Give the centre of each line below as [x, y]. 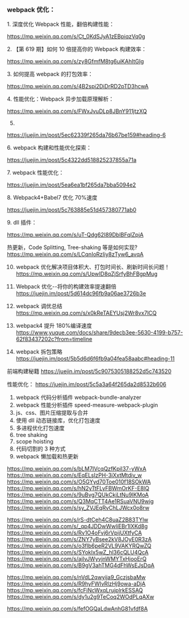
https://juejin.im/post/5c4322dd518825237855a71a [72, 160]
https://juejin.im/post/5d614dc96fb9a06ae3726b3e [81, 293]
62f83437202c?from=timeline [54, 339]
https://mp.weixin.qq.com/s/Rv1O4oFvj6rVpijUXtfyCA [75, 533]
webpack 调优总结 [39, 306]
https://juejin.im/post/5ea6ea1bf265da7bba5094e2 [71, 185]
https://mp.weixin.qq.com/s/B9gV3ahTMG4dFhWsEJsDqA [81, 565]
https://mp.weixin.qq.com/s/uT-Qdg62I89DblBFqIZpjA [75, 235]
